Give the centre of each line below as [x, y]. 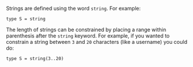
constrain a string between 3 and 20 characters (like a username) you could [97, 42]
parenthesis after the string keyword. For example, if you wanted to [88, 36]
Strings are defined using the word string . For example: [73, 8]
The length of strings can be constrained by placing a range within [86, 29]
